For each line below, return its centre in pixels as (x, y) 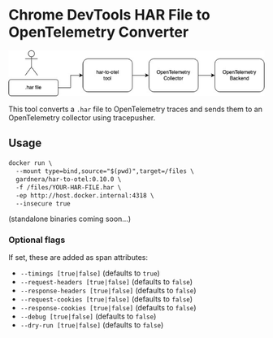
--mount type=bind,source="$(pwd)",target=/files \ (105, 171)
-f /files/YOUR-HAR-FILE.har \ (69, 187)
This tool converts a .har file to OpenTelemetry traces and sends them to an (135, 109)
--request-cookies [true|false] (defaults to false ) (106, 299)
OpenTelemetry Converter (99, 32)
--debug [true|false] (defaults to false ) (88, 316)
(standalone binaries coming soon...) (70, 219)
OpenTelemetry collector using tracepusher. (82, 118)
